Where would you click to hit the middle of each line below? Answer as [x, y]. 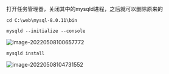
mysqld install [26, 53]
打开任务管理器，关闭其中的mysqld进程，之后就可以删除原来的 [84, 9]
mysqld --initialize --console [46, 31]
